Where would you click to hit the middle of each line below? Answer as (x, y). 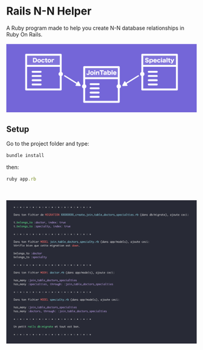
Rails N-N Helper (49, 11)
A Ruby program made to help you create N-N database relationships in (95, 28)
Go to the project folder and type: (48, 144)
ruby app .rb (21, 179)
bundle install (25, 156)
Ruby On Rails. (24, 34)
